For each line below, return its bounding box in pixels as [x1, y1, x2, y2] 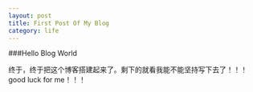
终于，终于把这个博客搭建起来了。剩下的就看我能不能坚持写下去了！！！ [8, 65, 247, 74]
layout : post [8, 11, 52, 20]
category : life [8, 26, 59, 34]
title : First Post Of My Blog [8, 19, 110, 27]
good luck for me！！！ [8, 75, 86, 85]
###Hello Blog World [8, 49, 78, 58]
